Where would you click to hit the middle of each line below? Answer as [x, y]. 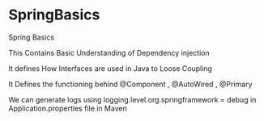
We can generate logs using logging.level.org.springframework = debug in [132, 99]
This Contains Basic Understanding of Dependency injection [109, 52]
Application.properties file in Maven [68, 108]
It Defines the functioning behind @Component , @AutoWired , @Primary [130, 84]
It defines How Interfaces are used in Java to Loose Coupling [111, 68]
